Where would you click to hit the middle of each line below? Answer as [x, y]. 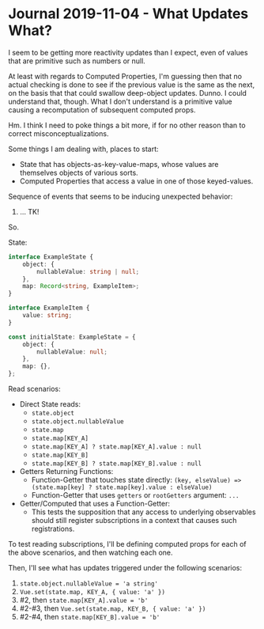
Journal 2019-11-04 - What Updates [128, 14]
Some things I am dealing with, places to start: [84, 149]
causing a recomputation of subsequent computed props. [102, 110]
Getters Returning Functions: [66, 472]
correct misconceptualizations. [58, 133]
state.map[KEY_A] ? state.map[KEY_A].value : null [117, 447]
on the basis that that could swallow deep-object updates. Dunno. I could [128, 93]
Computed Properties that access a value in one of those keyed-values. [136, 181]
